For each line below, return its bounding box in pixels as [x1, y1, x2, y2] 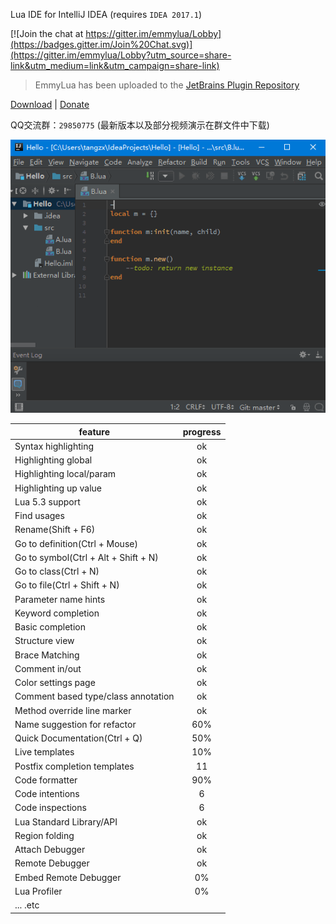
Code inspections [14, 802, 87, 814]
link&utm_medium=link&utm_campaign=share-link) [10, 60, 220, 71]
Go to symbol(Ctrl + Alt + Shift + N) [14, 551, 159, 563]
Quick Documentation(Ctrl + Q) [14, 732, 143, 744]
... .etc [14, 899, 40, 911]
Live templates [14, 746, 75, 758]
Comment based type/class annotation [14, 690, 175, 703]
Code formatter [14, 774, 78, 786]
